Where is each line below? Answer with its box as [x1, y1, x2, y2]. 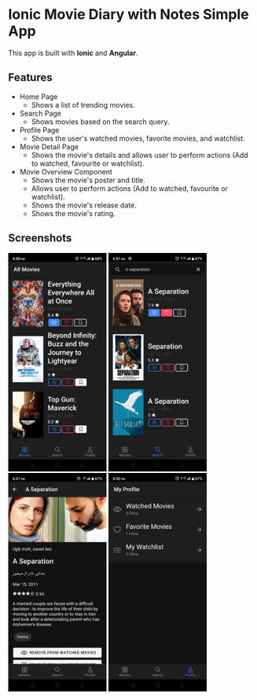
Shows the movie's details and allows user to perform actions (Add [31, 150, 249, 159]
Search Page [19, 108, 61, 118]
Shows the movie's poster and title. [31, 175, 145, 185]
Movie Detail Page [19, 141, 79, 151]
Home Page [19, 92, 58, 101]
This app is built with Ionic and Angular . [8, 48, 138, 57]
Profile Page [19, 125, 60, 134]
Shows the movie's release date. [31, 200, 138, 210]
